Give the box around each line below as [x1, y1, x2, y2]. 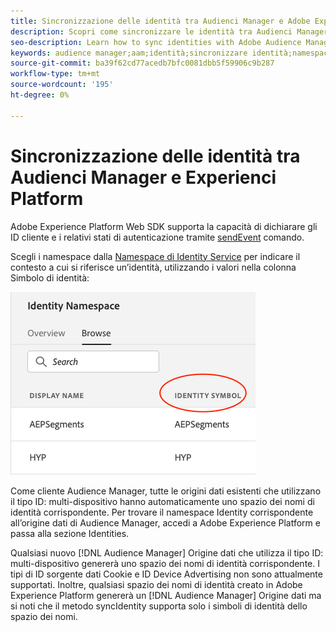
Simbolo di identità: [10, 271, 90, 284]
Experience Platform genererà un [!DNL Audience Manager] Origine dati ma [10, 589, 322, 601]
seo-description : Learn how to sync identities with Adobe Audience [10, 37, 302, 47]
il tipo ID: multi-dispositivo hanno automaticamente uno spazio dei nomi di [10, 495, 315, 507]
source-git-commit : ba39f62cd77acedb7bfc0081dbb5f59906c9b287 [10, 58, 275, 69]
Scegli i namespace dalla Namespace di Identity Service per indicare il [10, 250, 301, 262]
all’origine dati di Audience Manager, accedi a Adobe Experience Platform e [10, 516, 321, 529]
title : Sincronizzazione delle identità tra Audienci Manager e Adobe [10, 16, 311, 26]
